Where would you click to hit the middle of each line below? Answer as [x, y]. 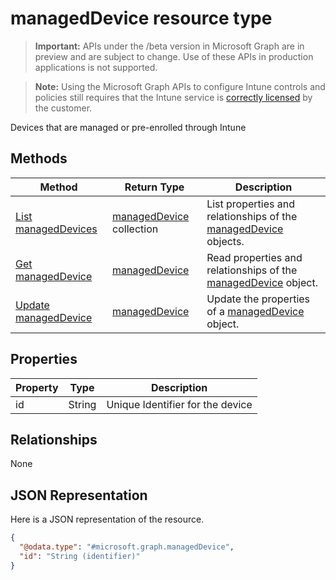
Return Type [154, 187]
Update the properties [258, 299]
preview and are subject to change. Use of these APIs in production [174, 56]
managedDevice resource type [141, 18]
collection [135, 229]
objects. [225, 241]
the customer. [63, 108]
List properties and [250, 204]
